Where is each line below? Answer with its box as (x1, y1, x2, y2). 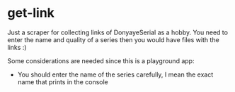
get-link (7, 5, 55, 21)
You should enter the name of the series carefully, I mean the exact (17, 70, 214, 79)
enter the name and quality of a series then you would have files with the (7, 35, 219, 44)
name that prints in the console (17, 77, 108, 86)
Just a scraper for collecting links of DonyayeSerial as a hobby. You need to (7, 28, 229, 37)
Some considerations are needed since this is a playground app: (7, 56, 195, 65)
